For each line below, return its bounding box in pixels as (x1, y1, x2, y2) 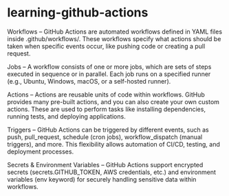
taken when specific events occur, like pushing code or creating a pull (7, 42, 206, 50)
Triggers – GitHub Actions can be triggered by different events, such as (7, 125, 209, 134)
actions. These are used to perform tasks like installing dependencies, (7, 105, 206, 113)
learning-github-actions (7, 5, 149, 21)
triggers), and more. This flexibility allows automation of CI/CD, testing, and (7, 140, 220, 148)
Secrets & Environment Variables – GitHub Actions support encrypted (7, 160, 204, 169)
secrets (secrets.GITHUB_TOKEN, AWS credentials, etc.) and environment (7, 168, 217, 176)
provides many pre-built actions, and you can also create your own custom (7, 97, 220, 106)
